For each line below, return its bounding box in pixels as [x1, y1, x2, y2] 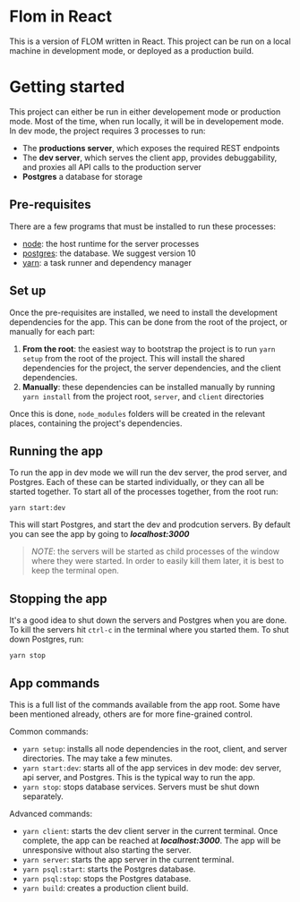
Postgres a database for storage [21, 171, 143, 182]
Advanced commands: [9, 808, 92, 819]
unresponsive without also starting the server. [21, 844, 192, 855]
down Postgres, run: [9, 634, 84, 645]
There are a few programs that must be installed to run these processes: [9, 221, 276, 232]
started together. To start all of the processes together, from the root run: [9, 486, 279, 498]
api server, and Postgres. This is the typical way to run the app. [21, 771, 255, 782]
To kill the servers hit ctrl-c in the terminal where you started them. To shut [9, 625, 289, 635]
